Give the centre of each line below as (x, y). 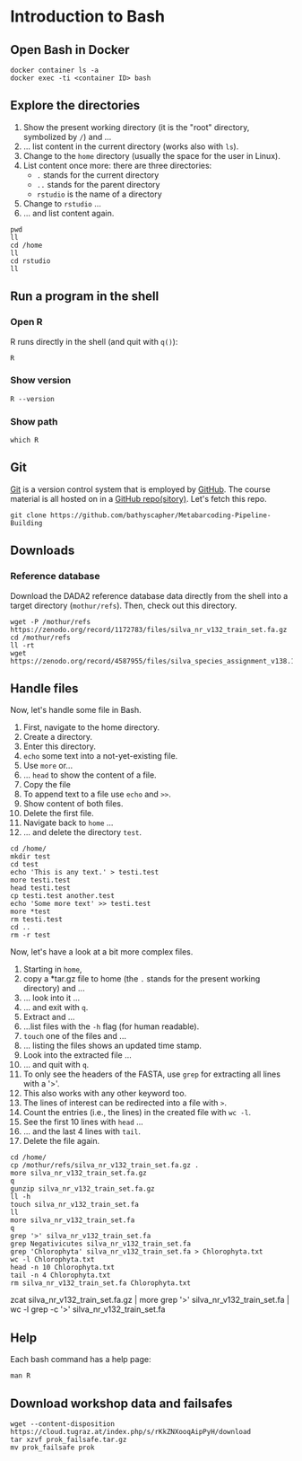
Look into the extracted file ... (78, 1055)
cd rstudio (30, 261)
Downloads (43, 551)
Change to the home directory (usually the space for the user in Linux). (151, 155)
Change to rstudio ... (62, 203)
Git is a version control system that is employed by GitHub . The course (141, 489)
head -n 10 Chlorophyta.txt (63, 1268)
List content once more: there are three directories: (117, 165)
